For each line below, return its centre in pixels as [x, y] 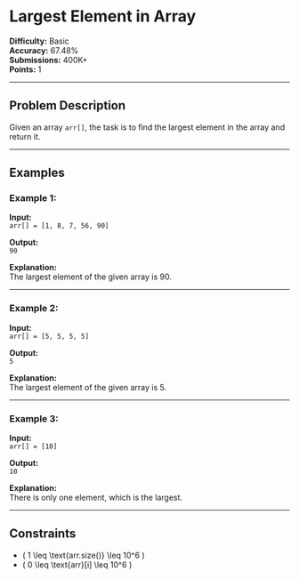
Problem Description [68, 105]
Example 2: [34, 309]
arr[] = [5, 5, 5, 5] [49, 336]
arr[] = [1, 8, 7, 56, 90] [59, 226]
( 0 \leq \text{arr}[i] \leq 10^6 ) [77, 564]
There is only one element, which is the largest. [96, 498]
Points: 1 [25, 69]
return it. [25, 136]
